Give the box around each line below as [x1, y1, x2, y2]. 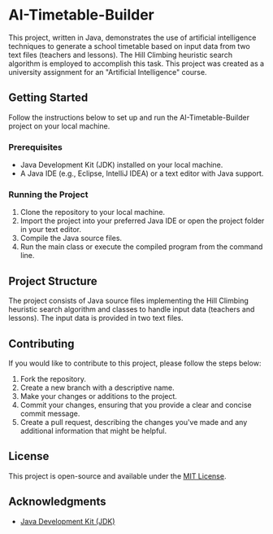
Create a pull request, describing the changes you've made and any [19, 417, 248, 427]
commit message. [19, 409, 80, 418]
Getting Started [8, 91, 89, 105]
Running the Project [8, 189, 89, 200]
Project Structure [8, 274, 97, 288]
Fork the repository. [19, 374, 87, 383]
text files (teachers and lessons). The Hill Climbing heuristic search [8, 50, 233, 59]
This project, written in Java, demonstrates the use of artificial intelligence [8, 33, 257, 42]
